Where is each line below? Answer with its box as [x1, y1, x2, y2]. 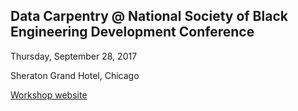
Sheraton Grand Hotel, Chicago [10, 69, 140, 81]
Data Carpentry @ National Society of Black [10, 8, 288, 25]
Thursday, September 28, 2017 [10, 50, 138, 62]
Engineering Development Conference [10, 24, 255, 41]
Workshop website [10, 89, 88, 101]
